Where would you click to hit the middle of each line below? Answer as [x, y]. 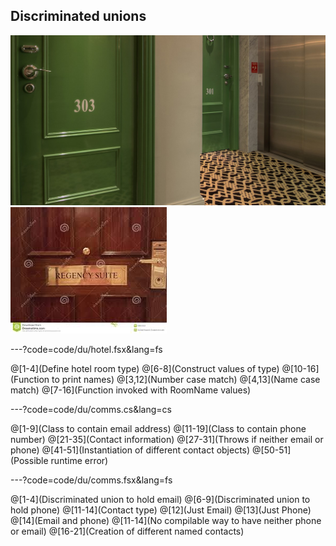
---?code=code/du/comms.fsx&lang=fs [91, 480]
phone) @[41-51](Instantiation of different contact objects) [130, 450]
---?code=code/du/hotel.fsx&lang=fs [86, 349]
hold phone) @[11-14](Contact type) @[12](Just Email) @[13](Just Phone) [161, 510]
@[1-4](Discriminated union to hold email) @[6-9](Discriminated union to [160, 499]
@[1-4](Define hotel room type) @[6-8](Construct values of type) [145, 368]
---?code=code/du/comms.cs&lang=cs [91, 409]
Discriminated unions [78, 16]
